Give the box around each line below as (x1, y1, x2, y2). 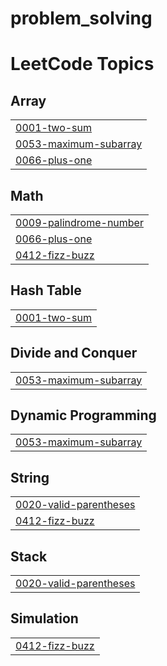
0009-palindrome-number (15, 216, 144, 229)
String (10, 469, 50, 486)
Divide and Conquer (10, 345, 138, 362)
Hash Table (10, 282, 82, 299)
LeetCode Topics (10, 53, 155, 76)
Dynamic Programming (10, 407, 157, 424)
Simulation (10, 610, 79, 627)
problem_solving (10, 7, 153, 30)
